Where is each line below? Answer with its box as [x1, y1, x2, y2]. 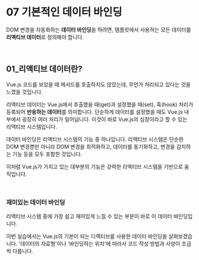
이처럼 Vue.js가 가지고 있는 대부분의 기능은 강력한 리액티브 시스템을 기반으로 [6, 163, 183, 170]
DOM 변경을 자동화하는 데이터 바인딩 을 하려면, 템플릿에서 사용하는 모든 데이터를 [6, 26, 191, 33]
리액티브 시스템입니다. [6, 123, 58, 130]
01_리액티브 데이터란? [6, 64, 83, 74]
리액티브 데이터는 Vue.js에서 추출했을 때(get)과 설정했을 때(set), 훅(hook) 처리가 [6, 101, 194, 108]
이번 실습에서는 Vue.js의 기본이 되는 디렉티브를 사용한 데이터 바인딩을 [6, 233, 168, 240]
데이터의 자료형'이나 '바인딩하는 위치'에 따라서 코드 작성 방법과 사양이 [20, 240, 181, 248]
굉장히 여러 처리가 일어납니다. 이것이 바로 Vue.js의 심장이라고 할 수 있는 [21, 115, 188, 123]
